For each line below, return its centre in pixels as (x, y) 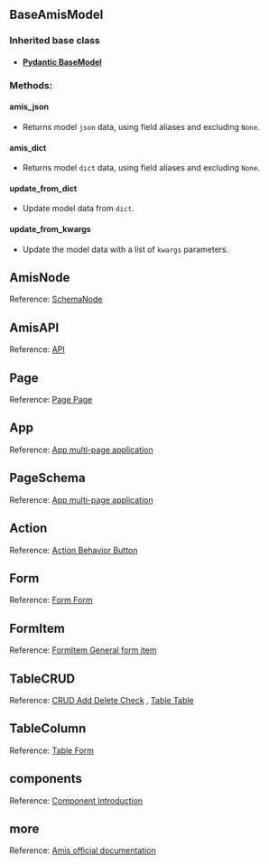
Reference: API (37, 349)
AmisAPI (34, 327)
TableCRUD (42, 678)
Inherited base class (55, 41)
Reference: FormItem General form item (83, 650)
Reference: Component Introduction (76, 800)
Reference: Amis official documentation (83, 850)
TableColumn (48, 729)
